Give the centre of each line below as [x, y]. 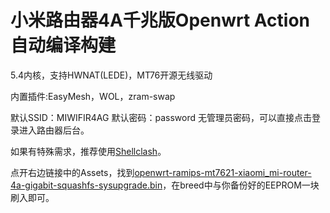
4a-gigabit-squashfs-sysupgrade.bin [86, 185]
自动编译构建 [63, 45]
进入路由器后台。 [54, 130]
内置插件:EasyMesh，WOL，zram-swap [93, 96]
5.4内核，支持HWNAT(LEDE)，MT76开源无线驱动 [111, 75]
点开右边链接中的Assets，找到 [72, 172]
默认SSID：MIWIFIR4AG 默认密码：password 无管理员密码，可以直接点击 [161, 117]
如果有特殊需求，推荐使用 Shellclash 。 [88, 151]
